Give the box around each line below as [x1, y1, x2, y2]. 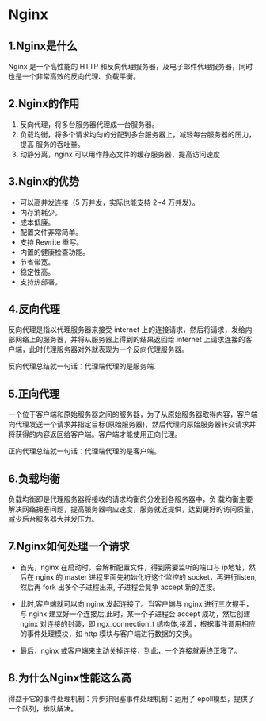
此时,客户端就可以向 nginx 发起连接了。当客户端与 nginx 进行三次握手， [19, 599, 253, 608]
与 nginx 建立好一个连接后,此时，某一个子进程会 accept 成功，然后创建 [19, 609, 251, 619]
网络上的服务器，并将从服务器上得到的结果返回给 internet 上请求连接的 [14, 335, 245, 345]
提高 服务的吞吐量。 [19, 139, 85, 148]
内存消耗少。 [19, 207, 62, 217]
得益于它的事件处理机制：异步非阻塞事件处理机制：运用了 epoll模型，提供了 [8, 693, 255, 704]
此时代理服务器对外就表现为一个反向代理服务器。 [28, 345, 188, 354]
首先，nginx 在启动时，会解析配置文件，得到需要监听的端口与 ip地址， [19, 562, 249, 572]
